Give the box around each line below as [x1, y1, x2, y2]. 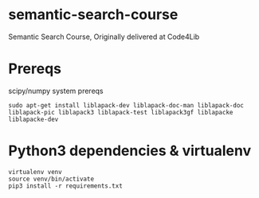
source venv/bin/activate [8, 175, 94, 183]
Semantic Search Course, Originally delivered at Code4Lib [8, 32, 200, 41]
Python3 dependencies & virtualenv [8, 142, 252, 160]
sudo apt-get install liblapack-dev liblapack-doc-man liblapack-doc [8, 101, 245, 109]
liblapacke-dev [8, 115, 59, 123]
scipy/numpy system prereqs [8, 86, 104, 95]
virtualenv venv [8, 168, 62, 176]
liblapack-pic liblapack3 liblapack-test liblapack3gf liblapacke [8, 108, 233, 116]
